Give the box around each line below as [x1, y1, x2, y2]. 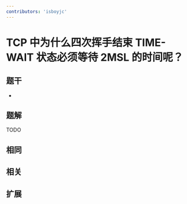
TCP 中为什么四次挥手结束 [6, 36, 133, 49]
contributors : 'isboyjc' [6, 8, 67, 15]
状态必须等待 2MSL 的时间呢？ [36, 51, 184, 64]
